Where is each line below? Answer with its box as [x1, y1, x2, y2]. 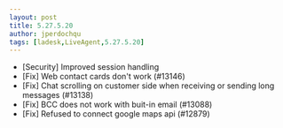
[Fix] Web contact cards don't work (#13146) [21, 72, 186, 82]
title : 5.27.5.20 [9, 21, 74, 30]
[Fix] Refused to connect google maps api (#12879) [21, 109, 210, 119]
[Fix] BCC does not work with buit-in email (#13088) [21, 99, 213, 110]
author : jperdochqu [9, 29, 82, 38]
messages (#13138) [21, 90, 94, 101]
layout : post [9, 12, 58, 22]
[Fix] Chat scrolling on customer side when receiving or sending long [21, 80, 275, 91]
